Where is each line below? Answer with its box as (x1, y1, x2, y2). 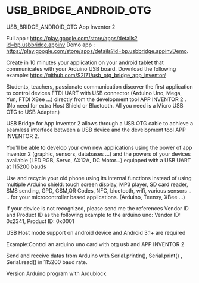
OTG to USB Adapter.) (6, 108, 60, 115)
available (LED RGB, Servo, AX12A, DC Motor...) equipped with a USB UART (6, 156, 191, 163)
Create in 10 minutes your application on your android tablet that (6, 59, 164, 66)
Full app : (6, 34, 29, 42)
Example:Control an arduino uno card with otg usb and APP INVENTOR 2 (6, 240, 185, 247)
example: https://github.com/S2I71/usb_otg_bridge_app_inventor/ (6, 71, 166, 78)
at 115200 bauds (6, 163, 46, 170)
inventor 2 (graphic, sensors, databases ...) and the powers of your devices (6, 150, 191, 158)
